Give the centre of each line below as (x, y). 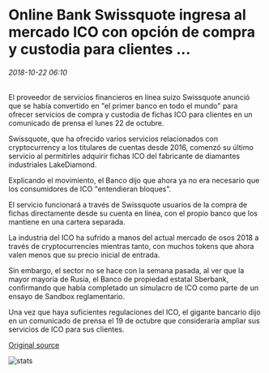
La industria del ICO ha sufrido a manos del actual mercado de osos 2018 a (134, 238)
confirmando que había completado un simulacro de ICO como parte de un (134, 288)
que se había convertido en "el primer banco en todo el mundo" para (123, 106)
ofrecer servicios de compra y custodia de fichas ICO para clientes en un (130, 114)
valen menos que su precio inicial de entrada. (84, 255)
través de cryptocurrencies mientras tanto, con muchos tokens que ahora (131, 247)
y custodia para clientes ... (100, 49)
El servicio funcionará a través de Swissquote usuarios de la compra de (128, 205)
